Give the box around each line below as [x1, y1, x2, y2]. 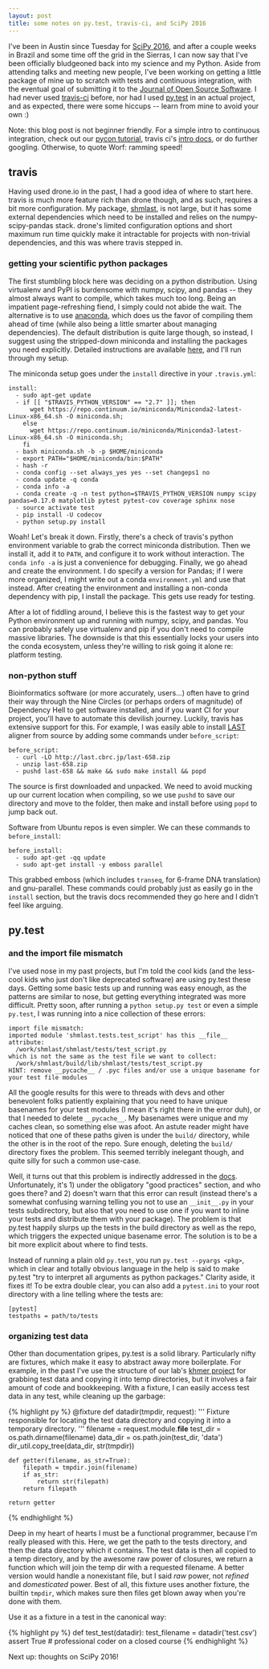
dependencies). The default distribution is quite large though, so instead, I [8, 327, 253, 337]
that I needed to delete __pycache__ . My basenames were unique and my [8, 1113, 249, 1123]
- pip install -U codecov [15, 511, 103, 519]
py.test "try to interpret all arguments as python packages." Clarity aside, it [8, 1272, 255, 1282]
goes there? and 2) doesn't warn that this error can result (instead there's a [8, 1188, 258, 1198]
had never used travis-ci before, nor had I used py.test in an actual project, [8, 92, 255, 102]
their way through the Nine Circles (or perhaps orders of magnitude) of [8, 696, 243, 706]
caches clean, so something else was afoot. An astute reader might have [8, 1121, 249, 1131]
